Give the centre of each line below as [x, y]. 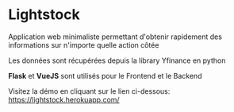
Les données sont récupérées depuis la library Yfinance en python [117, 60]
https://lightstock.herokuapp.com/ [64, 99]
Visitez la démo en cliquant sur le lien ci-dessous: [89, 91]
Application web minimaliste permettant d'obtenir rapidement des [115, 37]
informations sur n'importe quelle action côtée [84, 44]
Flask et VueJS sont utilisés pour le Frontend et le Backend [105, 75]
